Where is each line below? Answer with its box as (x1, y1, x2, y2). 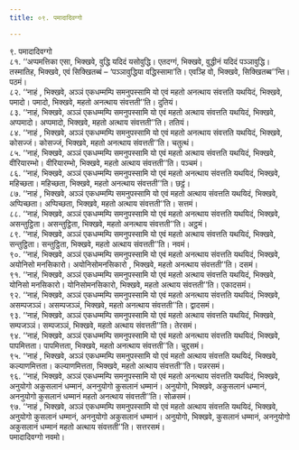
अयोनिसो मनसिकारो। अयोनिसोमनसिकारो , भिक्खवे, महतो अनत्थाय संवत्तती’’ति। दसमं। (9, 259, 259, 270)
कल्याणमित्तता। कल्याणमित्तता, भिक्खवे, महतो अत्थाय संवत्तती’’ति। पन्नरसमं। (9, 360, 226, 371)
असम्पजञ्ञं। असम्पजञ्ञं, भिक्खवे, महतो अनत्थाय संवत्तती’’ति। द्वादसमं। (9, 299, 215, 310)
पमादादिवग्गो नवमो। (9, 431, 65, 442)
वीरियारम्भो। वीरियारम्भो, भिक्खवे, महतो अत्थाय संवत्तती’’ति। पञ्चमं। (9, 157, 203, 168)
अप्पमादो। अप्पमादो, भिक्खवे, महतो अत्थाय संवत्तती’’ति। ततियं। (9, 116, 190, 127)
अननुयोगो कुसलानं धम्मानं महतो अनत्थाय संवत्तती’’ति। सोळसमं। (9, 390, 192, 401)
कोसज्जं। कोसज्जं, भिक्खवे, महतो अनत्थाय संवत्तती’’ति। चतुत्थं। (9, 137, 194, 148)
